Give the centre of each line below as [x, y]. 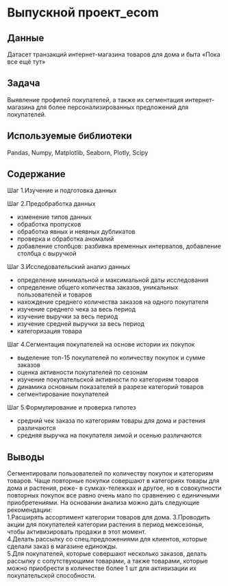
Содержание [37, 174]
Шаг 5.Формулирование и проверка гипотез [72, 408]
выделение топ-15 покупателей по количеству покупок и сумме [111, 358]
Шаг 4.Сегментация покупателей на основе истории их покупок [101, 344]
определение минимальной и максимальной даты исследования [113, 280]
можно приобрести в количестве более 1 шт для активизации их [102, 568]
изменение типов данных [54, 217]
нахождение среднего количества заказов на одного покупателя [113, 302]
